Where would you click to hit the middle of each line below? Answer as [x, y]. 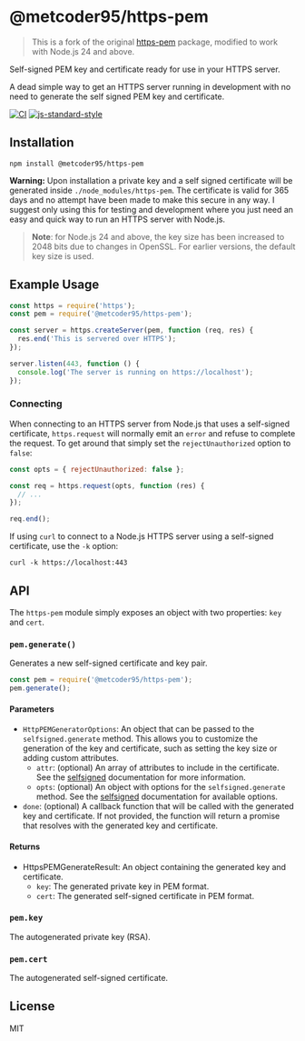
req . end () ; [30, 519]
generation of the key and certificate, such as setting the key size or [150, 748]
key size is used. [63, 255]
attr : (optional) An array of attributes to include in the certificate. [157, 768]
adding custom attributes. [71, 758]
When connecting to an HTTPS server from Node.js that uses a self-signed [150, 424]
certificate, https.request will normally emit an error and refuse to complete [152, 433]
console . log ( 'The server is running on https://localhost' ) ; [136, 372]
